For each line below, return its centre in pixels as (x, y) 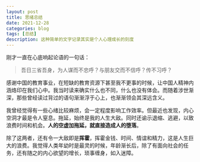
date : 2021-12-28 (28, 23)
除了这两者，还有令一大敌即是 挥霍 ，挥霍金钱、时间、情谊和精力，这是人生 (97, 138)
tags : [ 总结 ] (21, 34)
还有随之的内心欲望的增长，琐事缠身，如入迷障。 (76, 153)
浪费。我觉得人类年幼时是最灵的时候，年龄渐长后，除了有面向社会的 (100, 145)
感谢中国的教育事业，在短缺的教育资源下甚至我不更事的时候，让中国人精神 (97, 82)
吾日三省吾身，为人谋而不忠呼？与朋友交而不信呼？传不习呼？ (96, 70)
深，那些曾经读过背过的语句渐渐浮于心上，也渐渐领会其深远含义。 (87, 97)
